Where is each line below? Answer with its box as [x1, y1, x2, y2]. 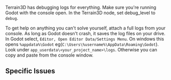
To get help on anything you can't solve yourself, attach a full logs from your [5, 25, 166, 31]
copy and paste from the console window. [5, 52, 93, 58]
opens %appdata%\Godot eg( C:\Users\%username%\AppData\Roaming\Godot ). [5, 41, 159, 47]
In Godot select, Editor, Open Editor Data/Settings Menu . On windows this [5, 36, 164, 42]
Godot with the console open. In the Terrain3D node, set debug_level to [5, 10, 156, 16]
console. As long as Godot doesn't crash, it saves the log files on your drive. [5, 31, 166, 36]
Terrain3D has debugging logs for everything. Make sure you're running [5, 5, 157, 10]
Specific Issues [5, 67, 55, 75]
